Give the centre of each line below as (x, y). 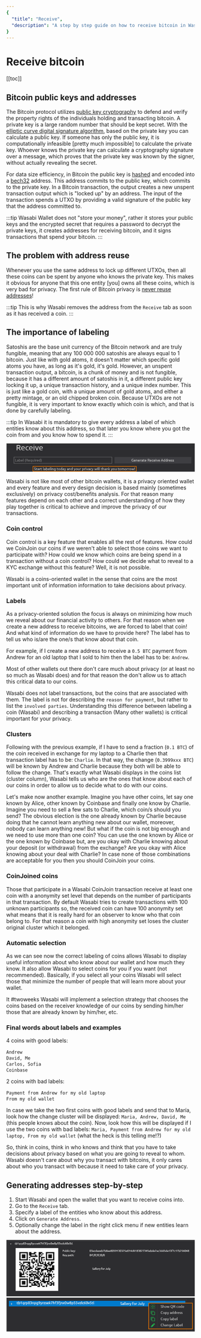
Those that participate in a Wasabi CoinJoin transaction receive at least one (99, 889)
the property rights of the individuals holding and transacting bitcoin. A (93, 118)
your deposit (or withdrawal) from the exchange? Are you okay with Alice (96, 848)
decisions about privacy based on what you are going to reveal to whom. (96, 1154)
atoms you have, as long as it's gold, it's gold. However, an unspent (89, 366)
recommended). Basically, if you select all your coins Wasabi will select (94, 975)
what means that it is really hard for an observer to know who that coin (93, 915)
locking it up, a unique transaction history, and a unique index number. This (99, 385)
